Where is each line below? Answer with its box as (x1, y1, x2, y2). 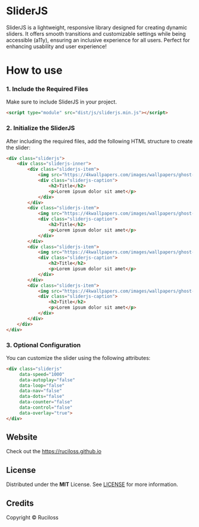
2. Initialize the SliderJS (6, 124, 75, 132)
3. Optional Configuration (6, 341, 81, 349)
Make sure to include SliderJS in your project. (6, 98, 117, 105)
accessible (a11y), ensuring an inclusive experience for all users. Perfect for (6, 36, 191, 43)
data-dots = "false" (19, 394, 65, 400)
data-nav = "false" (19, 388, 62, 394)
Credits (6, 498, 34, 508)
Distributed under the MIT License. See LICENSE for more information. (6, 481, 178, 488)
